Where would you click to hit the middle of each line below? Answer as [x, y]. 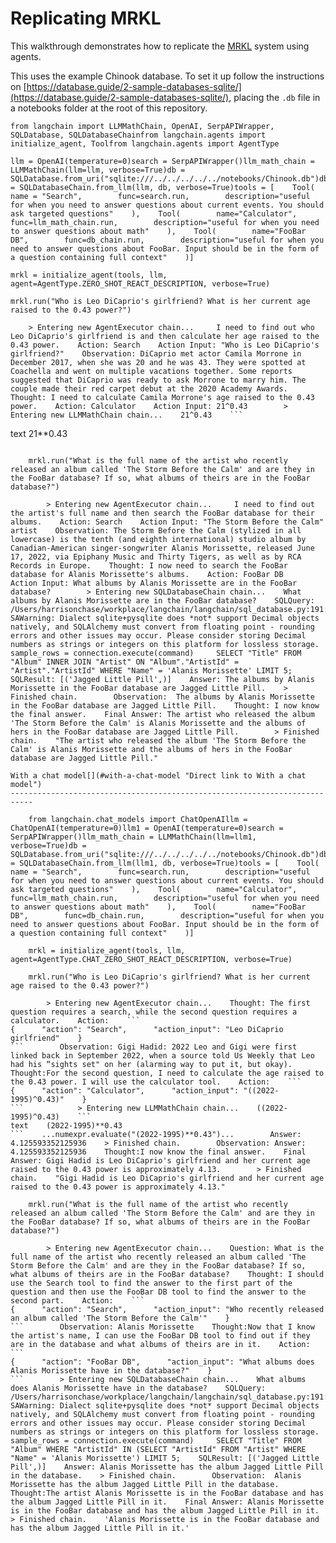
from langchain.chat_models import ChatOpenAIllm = [138, 819]
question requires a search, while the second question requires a [154, 1012]
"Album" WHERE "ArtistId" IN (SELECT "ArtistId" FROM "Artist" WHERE [158, 1449]
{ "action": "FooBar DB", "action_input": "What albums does [162, 1362]
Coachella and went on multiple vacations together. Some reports [151, 371]
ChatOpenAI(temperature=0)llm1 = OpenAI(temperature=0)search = [147, 828]
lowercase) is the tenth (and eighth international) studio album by [158, 539]
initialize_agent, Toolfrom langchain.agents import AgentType [145, 143]
